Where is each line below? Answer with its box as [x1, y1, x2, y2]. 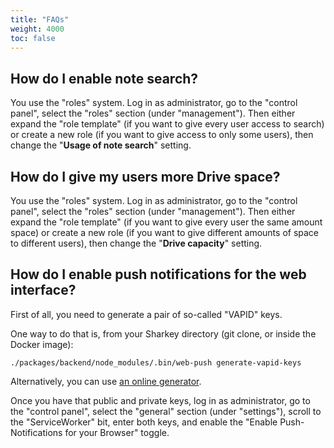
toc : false [10, 33, 56, 43]
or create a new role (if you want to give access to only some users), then [10, 129, 314, 141]
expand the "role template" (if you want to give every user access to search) [10, 118, 325, 130]
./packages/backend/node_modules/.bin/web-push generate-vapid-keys [10, 357, 302, 368]
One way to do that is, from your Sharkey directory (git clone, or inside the [10, 327, 317, 340]
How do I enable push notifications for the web [10, 266, 307, 283]
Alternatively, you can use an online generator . [10, 375, 202, 387]
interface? [10, 282, 77, 299]
